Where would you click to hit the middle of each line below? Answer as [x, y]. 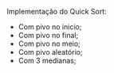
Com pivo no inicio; [50, 27]
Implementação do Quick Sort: [57, 12]
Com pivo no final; [48, 35]
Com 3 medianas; [47, 60]
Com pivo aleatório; [51, 52]
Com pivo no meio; [49, 44]
